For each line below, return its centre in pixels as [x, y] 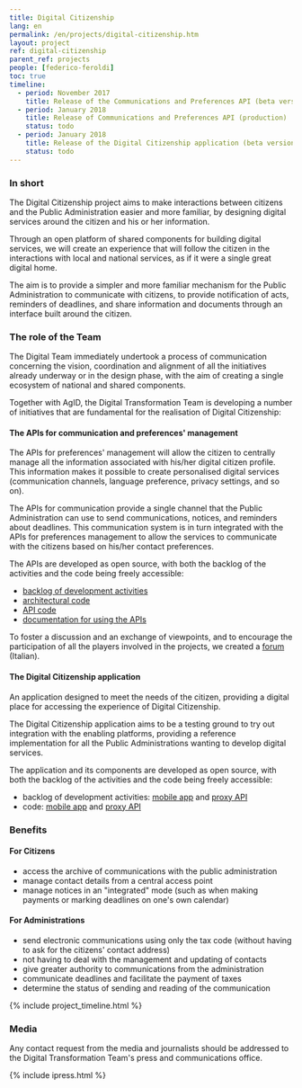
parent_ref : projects [50, 59]
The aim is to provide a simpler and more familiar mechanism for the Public [148, 285]
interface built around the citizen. [71, 313]
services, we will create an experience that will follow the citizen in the [140, 248]
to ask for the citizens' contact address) [96, 950]
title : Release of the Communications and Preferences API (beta [151, 101]
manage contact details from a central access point [117, 880]
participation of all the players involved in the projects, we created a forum [147, 647]
